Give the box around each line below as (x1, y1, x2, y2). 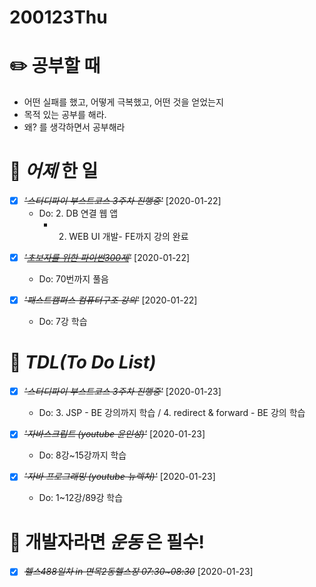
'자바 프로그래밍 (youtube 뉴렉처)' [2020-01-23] (23, 471, 216, 483)
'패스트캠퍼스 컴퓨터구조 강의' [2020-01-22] (23, 294, 198, 306)
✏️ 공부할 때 (9, 55, 101, 78)
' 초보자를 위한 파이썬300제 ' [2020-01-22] (23, 252, 191, 264)
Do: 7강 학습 (38, 316, 88, 328)
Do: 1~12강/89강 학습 (38, 492, 124, 504)
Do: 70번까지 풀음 (38, 273, 109, 285)
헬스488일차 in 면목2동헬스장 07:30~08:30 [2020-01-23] (23, 566, 254, 578)
